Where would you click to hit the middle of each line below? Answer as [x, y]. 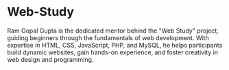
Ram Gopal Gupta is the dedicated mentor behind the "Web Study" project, [113, 31]
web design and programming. [50, 59]
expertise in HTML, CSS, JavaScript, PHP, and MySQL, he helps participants [115, 45]
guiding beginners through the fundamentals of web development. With [108, 37]
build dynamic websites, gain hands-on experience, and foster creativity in [112, 52]
